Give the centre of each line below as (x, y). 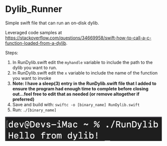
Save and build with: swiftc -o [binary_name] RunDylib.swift (76, 104)
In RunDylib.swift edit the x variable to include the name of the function (85, 73)
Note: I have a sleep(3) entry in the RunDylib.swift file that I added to (84, 83)
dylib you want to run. (35, 68)
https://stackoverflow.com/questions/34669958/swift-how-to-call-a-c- (78, 38)
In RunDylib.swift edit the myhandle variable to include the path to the (83, 62)
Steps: (12, 53)
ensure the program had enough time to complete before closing (80, 88)
